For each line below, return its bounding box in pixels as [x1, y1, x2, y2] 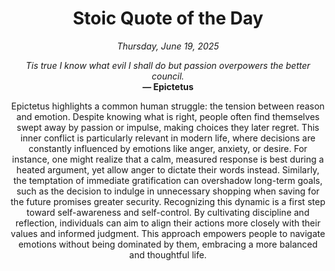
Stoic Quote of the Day [72, 7, 264, 30]
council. [151, 70, 185, 82]
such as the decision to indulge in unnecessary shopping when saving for [16, 185, 320, 197]
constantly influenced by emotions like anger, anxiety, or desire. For [28, 142, 308, 154]
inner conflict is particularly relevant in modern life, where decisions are [20, 132, 316, 144]
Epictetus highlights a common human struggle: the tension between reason [11, 100, 325, 112]
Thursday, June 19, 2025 [116, 40, 220, 52]
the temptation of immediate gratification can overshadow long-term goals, [13, 174, 323, 186]
